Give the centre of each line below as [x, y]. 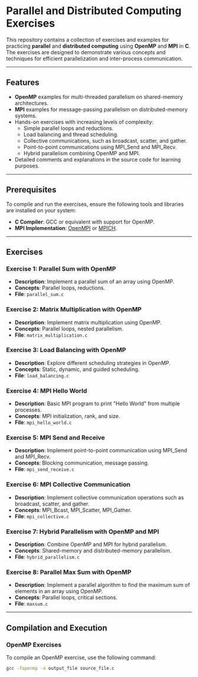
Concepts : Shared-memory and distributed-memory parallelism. [93, 551]
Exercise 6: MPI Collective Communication [68, 485]
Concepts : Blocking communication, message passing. [82, 463]
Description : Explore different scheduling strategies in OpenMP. [93, 363]
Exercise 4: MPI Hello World [47, 390]
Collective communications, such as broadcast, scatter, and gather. [105, 140]
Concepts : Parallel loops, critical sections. [66, 597]
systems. [26, 116]
